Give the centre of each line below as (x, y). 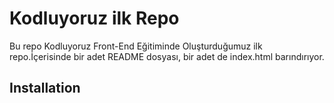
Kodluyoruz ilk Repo (94, 18)
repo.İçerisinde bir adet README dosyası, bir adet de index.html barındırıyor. (167, 56)
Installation (45, 88)
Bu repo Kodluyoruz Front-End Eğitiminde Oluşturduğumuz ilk (136, 46)
